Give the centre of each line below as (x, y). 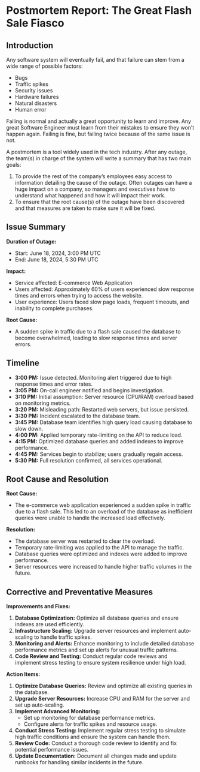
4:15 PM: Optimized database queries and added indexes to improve (99, 441)
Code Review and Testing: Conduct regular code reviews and (91, 656)
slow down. (29, 428)
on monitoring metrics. (43, 403)
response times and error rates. (53, 384)
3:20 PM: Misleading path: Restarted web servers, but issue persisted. (102, 409)
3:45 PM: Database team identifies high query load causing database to (104, 422)
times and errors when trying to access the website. (79, 295)
